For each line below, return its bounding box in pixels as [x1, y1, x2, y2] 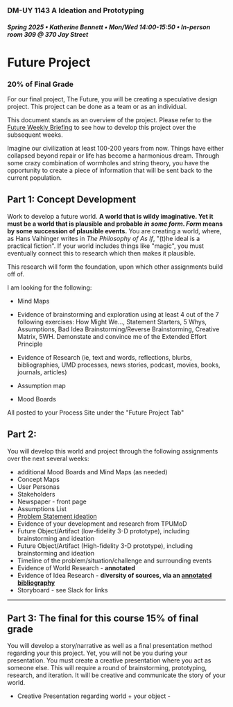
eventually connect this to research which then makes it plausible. [7, 249, 196, 257]
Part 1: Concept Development [7, 194, 137, 206]
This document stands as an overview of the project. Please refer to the [7, 116, 212, 124]
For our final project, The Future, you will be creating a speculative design [7, 95, 218, 103]
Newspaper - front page [17, 497, 87, 506]
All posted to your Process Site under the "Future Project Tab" [7, 408, 184, 417]
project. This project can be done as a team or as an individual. [7, 103, 187, 110]
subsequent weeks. [7, 131, 64, 139]
